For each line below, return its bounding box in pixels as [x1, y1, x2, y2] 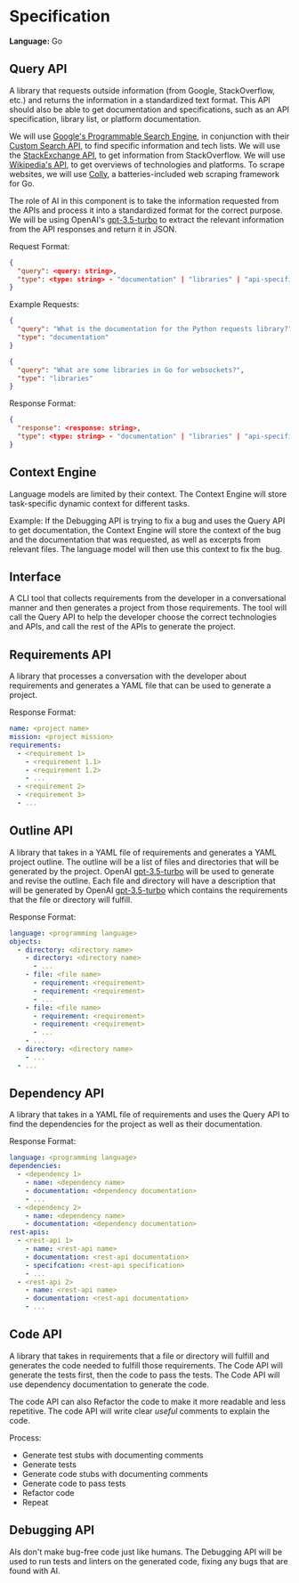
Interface [9, 569, 61, 584]
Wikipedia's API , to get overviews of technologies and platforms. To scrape [9, 158, 285, 170]
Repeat [21, 1497, 49, 1507]
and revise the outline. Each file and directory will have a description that [9, 875, 276, 886]
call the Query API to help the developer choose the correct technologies [9, 612, 278, 622]
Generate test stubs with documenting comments [21, 1449, 204, 1460]
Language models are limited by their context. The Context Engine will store [9, 488, 287, 499]
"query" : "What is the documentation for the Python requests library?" [17, 325, 293, 334]
